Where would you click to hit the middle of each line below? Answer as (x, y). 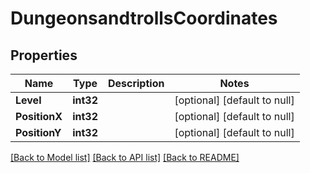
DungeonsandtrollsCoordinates (144, 18)
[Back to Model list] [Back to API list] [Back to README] (125, 157)
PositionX (39, 116)
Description (136, 83)
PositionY (38, 132)
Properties (44, 55)
